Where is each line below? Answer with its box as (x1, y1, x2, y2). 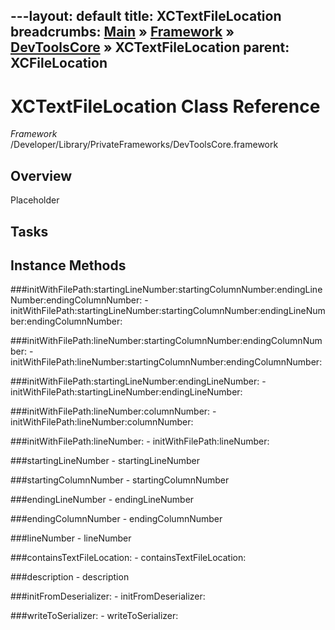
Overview (10, 167, 73, 184)
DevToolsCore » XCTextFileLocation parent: (10, 39, 290, 56)
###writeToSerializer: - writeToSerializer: (10, 610, 179, 622)
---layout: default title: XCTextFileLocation (10, 8, 282, 25)
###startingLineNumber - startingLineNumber (10, 455, 201, 467)
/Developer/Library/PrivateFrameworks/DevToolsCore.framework (10, 139, 279, 151)
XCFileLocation (10, 55, 108, 72)
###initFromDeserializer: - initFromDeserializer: (10, 590, 206, 603)
